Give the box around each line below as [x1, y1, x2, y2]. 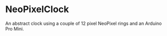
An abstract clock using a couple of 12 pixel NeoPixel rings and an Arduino [5, 20, 162, 26]
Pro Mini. [5, 25, 25, 31]
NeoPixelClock [5, 4, 69, 15]
